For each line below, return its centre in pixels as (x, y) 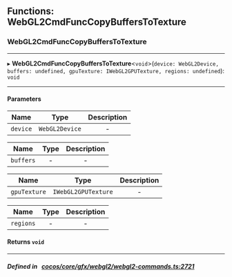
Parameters (24, 99)
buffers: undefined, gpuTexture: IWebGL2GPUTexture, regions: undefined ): (116, 70)
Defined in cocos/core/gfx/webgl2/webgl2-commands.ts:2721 (101, 266)
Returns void (26, 242)
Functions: (31, 11)
